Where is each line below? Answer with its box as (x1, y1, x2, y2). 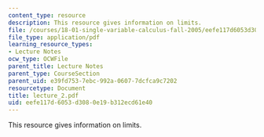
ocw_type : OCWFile (8, 56, 68, 63)
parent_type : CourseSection (8, 70, 101, 78)
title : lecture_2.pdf (8, 92, 79, 99)
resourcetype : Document (8, 84, 86, 92)
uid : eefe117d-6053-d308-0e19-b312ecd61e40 (8, 99, 153, 106)
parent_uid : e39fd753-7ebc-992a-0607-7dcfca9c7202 (8, 77, 178, 85)
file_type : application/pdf (8, 33, 101, 41)
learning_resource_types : (8, 41, 93, 49)
